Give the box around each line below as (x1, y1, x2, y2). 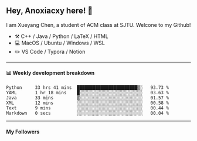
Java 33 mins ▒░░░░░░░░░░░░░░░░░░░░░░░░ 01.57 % (6, 95, 169, 101)
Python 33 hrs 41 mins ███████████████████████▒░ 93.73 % (6, 85, 169, 91)
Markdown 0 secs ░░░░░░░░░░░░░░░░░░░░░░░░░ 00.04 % (6, 111, 169, 116)
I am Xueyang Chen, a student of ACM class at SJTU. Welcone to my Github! (6, 21, 191, 28)
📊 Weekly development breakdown (6, 70, 95, 77)
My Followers (6, 128, 40, 135)
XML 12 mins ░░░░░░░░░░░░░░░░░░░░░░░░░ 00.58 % (6, 100, 169, 106)
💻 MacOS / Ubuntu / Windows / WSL (14, 39, 106, 46)
